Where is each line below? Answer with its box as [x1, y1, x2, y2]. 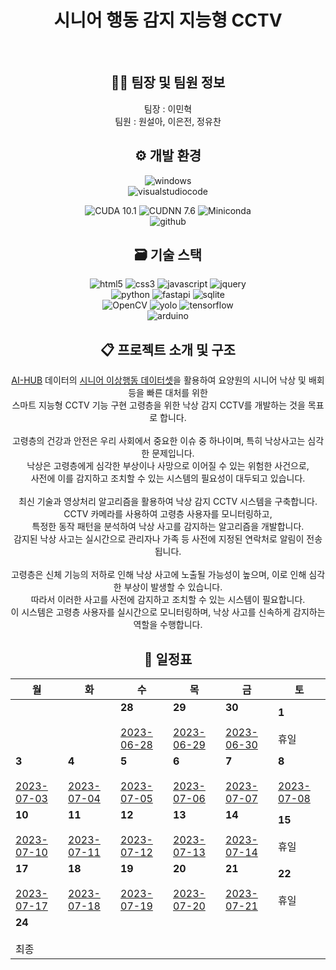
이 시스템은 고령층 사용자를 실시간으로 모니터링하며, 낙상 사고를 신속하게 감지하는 [10, 606, 326, 618]
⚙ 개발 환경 [134, 147, 202, 165]
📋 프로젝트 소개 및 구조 [100, 341, 236, 358]
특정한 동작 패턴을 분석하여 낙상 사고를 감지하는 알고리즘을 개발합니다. [31, 521, 305, 533]
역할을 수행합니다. [133, 619, 203, 631]
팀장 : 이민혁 [143, 102, 193, 115]
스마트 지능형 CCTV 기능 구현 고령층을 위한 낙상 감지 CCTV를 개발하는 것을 [11, 399, 306, 411]
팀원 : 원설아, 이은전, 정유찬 [114, 115, 222, 127]
